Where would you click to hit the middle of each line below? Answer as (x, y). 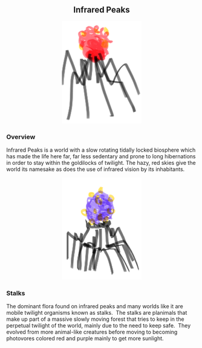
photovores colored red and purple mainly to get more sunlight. (85, 338)
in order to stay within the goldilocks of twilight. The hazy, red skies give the (101, 163)
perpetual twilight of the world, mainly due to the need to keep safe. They (99, 326)
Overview (21, 137)
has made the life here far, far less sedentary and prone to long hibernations (101, 156)
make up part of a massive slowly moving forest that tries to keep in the (95, 319)
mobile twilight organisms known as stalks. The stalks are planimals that (97, 313)
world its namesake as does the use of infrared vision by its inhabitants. (96, 169)
